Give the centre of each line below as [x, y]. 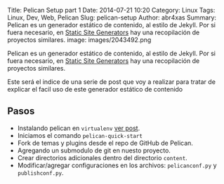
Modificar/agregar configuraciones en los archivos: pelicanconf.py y [117, 165]
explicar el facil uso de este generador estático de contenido [95, 89]
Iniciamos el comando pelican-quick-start [80, 135]
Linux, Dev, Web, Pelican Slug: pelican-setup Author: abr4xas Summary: [112, 17]
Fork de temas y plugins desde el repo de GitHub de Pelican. [105, 143]
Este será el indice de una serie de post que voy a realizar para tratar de [112, 82]
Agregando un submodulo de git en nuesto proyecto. [94, 150]
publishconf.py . [41, 172]
